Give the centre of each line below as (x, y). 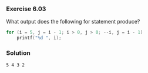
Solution (18, 53)
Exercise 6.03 (26, 9)
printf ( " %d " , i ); (39, 38)
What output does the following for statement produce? (73, 22)
